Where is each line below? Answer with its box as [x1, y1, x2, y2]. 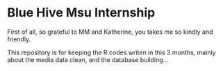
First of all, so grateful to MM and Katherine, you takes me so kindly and [7, 28, 213, 36]
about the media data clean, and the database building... [7, 55, 169, 63]
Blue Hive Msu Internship [7, 5, 156, 21]
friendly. [7, 34, 31, 43]
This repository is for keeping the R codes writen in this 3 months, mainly [7, 48, 217, 57]
